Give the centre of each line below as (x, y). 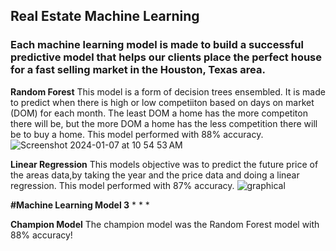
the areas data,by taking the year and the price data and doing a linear (155, 175)
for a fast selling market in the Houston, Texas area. (138, 70)
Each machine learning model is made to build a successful (157, 45)
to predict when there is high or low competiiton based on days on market (162, 102)
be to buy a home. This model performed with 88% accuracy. (137, 134)
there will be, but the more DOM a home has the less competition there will (164, 123)
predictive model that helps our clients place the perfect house (166, 57)
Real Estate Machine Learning (105, 16)
